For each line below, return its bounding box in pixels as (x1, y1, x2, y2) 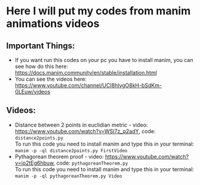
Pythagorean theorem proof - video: (14, 153, 104, 160)
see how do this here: (14, 63, 69, 70)
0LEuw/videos (14, 88, 51, 95)
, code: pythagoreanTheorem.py (53, 159, 128, 166)
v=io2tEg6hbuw (14, 159, 54, 166)
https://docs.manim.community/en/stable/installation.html (14, 69, 157, 76)
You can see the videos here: (14, 76, 87, 82)
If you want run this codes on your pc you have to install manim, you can (14, 57, 193, 63)
